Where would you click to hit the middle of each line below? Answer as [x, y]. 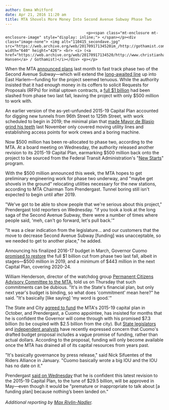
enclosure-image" [23, 38]
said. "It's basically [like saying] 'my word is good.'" [59, 298]
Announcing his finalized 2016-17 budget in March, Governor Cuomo [76, 251]
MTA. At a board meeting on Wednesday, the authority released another [80, 147]
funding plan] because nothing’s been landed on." [57, 392]
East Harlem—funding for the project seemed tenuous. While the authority [82, 80]
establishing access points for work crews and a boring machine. [73, 132]
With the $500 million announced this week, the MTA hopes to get [74, 173]
